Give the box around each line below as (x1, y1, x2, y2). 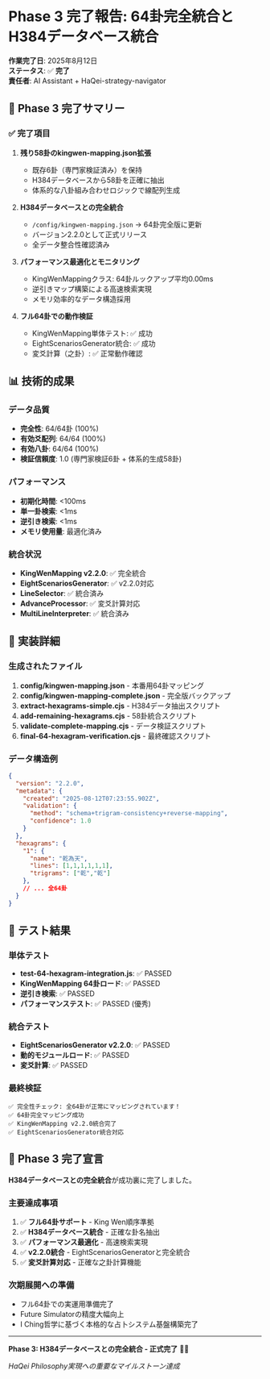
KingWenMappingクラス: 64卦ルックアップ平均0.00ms (31, 273, 214, 283)
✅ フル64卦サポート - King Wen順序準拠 (19, 1217, 154, 1227)
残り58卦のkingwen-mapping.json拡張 (19, 148, 151, 157)
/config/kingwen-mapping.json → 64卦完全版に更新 (31, 219, 202, 229)
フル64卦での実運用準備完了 (19, 1299, 114, 1309)
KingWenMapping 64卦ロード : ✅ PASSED (19, 979, 161, 989)
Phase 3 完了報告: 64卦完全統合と (8, 7, 235, 26)
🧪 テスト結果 (8, 924, 71, 938)
